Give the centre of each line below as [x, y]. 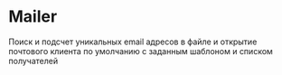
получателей [33, 61]
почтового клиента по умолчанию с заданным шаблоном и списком [141, 51]
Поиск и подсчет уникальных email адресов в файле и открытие [133, 42]
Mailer [33, 17]
